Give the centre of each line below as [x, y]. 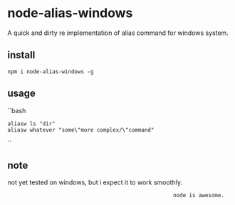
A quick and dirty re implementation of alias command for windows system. [118, 33]
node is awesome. [199, 196]
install [21, 55]
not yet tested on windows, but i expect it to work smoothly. [95, 182]
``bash [17, 110]
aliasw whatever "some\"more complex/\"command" [81, 130]
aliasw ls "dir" [31, 123]
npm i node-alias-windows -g [51, 72]
